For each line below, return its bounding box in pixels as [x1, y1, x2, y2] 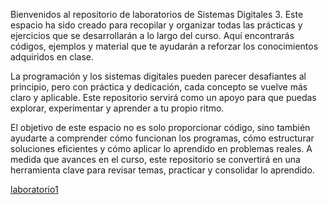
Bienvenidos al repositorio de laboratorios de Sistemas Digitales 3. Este [10, 9, 304, 20]
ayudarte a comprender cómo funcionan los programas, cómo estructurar [10, 132, 315, 144]
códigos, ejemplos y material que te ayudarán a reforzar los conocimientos [10, 40, 319, 52]
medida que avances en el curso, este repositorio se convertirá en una [10, 154, 301, 165]
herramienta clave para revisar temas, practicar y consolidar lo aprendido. [10, 164, 315, 176]
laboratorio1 [10, 184, 59, 195]
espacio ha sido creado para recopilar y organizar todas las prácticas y [10, 19, 303, 31]
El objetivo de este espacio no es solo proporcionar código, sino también [10, 122, 311, 133]
